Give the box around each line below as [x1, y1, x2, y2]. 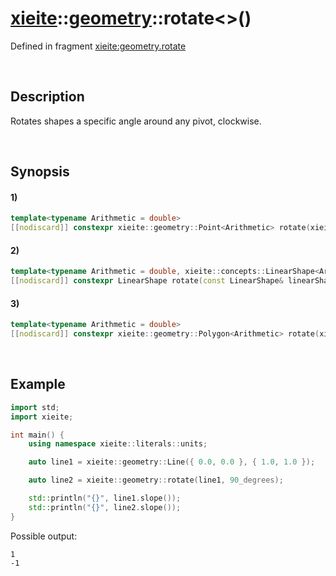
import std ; [10, 402, 60, 412]
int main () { [10, 430, 65, 440]
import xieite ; [10, 412, 74, 422]
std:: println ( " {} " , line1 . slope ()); [28, 493, 182, 504]
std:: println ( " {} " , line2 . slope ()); [28, 502, 182, 512]
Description [10, 88, 85, 106]
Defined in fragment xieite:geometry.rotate [10, 40, 187, 52]
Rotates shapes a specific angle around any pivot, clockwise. [10, 115, 262, 127]
